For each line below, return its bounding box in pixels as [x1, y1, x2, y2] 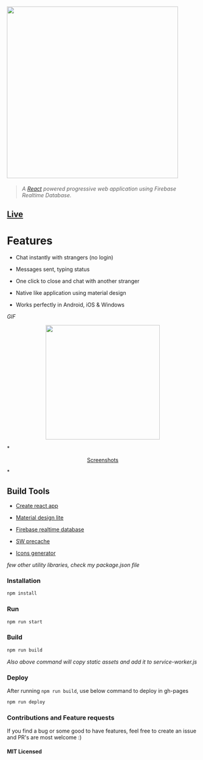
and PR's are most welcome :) [7, 734, 82, 741]
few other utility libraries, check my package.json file [7, 562, 140, 569]
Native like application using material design [15, 289, 126, 297]
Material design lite [15, 514, 64, 521]
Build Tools [7, 486, 50, 496]
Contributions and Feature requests [7, 713, 115, 722]
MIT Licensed [7, 748, 42, 755]
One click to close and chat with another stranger [15, 278, 140, 285]
